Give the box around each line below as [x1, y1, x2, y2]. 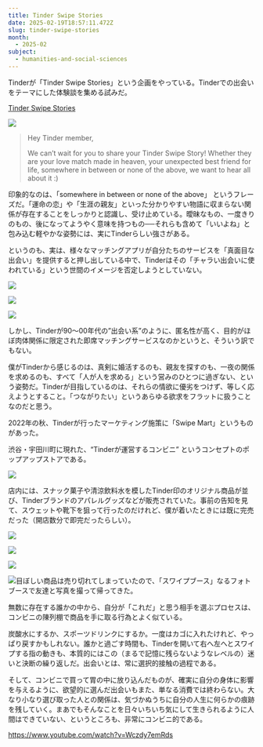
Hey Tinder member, [27, 133, 94, 142]
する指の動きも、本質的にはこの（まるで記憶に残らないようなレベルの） [14, 648, 248, 658]
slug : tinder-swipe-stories [8, 26, 100, 34]
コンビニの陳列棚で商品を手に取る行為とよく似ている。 [8, 612, 186, 621]
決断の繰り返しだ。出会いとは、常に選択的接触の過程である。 [21, 658, 221, 668]
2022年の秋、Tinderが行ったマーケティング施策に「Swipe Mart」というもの [8, 417, 254, 428]
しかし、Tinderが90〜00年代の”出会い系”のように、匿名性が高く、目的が [8, 326, 244, 335]
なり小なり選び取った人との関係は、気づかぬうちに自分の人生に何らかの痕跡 [8, 694, 255, 704]
